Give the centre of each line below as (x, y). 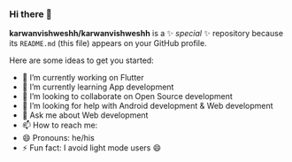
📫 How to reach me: (60, 125)
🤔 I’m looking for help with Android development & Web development (147, 106)
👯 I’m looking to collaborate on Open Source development (127, 96)
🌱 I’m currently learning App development (98, 87)
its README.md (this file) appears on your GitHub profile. (108, 43)
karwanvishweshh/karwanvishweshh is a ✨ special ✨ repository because (146, 34)
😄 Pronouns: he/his (58, 138)
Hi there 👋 (31, 14)
